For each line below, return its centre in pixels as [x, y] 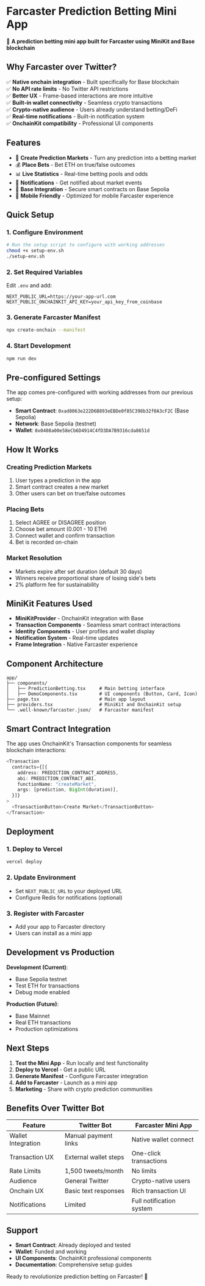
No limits [144, 1171]
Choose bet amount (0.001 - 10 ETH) [61, 529]
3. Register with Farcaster [45, 913]
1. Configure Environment [45, 232]
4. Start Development [39, 346]
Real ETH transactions [43, 1022]
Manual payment [89, 1136]
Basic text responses [95, 1191]
